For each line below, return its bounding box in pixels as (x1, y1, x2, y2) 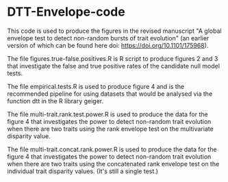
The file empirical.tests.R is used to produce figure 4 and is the (7, 82, 185, 90)
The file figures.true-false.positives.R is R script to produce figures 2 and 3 (7, 54, 218, 62)
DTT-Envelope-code (7, 4, 125, 20)
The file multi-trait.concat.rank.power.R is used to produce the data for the (7, 145, 217, 153)
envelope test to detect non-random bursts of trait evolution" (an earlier (7, 34, 210, 42)
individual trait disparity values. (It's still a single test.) (7, 167, 159, 175)
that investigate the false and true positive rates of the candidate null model (7, 62, 220, 70)
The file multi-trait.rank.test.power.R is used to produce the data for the (7, 110, 208, 118)
